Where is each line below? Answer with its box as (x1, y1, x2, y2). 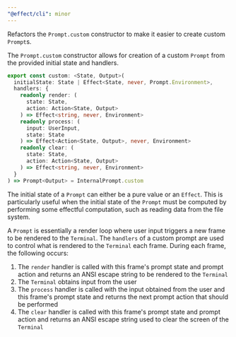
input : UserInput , (25, 124, 81, 131)
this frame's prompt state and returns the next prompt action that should (17, 292, 228, 301)
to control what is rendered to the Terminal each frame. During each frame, (7, 241, 226, 249)
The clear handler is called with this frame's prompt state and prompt (17, 307, 221, 316)
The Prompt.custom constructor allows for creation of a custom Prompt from (7, 51, 225, 59)
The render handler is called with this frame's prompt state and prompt (17, 262, 224, 271)
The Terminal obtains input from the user (17, 277, 137, 286)
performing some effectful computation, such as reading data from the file (7, 205, 224, 213)
